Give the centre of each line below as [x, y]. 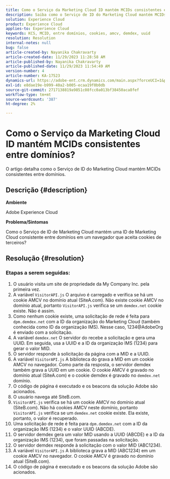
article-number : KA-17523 [33, 76]
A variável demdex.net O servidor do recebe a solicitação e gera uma [84, 337]
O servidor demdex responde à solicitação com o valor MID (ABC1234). [87, 445]
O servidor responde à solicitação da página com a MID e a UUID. [81, 354]
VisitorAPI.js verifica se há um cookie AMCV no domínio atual [79, 402]
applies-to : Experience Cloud [38, 29]
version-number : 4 [25, 71]
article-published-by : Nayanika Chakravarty [53, 62]
